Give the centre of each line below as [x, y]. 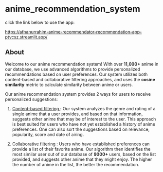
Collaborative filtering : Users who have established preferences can [81, 144]
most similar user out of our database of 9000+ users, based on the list [84, 154]
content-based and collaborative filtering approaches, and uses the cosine [80, 79]
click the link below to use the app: [40, 22]
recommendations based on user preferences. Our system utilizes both [76, 74]
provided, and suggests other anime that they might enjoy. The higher [82, 159]
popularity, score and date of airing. [48, 134]
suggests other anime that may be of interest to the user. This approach [84, 119]
